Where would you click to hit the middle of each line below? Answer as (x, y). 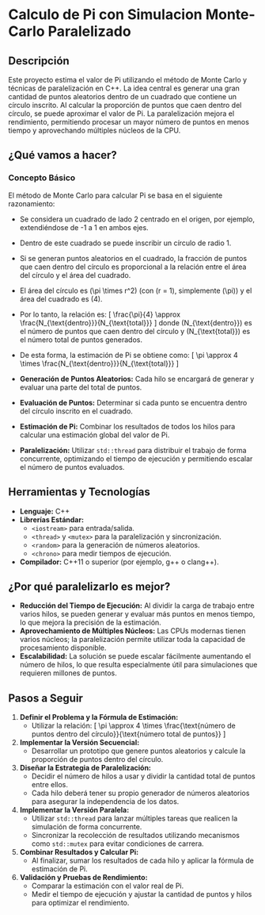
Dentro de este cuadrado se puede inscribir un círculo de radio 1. (125, 243)
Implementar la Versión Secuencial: (79, 743)
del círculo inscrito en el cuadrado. (76, 411)
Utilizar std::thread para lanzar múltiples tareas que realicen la (134, 818)
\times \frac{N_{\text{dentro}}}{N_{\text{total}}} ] (99, 363)
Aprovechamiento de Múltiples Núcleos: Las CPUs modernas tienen (133, 631)
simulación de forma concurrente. (87, 827)
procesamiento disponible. (63, 648)
